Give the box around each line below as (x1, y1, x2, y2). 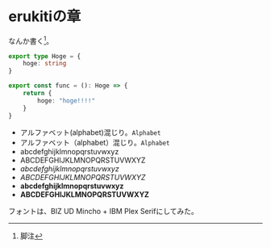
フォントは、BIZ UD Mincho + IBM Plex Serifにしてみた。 (8, 206, 199, 216)
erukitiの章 (8, 7, 81, 26)
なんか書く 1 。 (8, 34, 54, 45)
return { (23, 90, 52, 98)
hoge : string (23, 60, 67, 68)
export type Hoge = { (8, 52, 81, 61)
